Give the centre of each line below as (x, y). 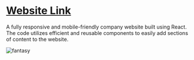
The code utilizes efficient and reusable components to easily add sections (97, 33)
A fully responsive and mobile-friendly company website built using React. (96, 27)
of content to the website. (37, 39)
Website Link (39, 11)
